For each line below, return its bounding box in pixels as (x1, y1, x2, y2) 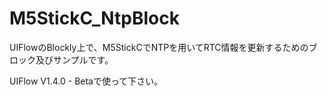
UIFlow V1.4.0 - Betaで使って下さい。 (9, 75, 164, 87)
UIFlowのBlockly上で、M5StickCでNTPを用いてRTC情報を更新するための (9, 41, 309, 53)
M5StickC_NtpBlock (9, 7, 180, 30)
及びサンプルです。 (35, 53, 114, 66)
